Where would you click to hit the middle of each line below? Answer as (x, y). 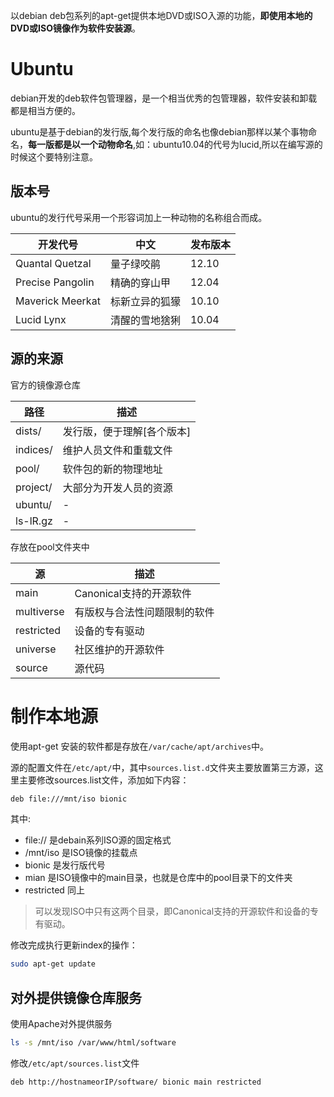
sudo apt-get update (53, 964)
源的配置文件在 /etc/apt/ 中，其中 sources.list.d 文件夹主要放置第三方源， (162, 767)
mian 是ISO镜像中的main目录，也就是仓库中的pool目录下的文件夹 (158, 878)
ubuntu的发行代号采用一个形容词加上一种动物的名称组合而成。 (139, 217)
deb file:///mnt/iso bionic (69, 799)
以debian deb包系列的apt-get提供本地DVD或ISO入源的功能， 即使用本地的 (161, 15)
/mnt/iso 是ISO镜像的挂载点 (81, 853)
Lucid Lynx (41, 319)
